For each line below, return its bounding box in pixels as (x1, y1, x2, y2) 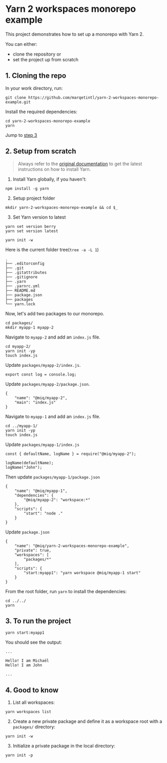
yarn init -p (5, 753, 33, 758)
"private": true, (14, 547, 52, 553)
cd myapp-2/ (5, 344, 31, 349)
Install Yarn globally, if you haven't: (12, 176, 87, 182)
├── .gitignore (5, 274, 38, 279)
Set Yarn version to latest (12, 214, 66, 220)
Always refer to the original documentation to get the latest (17, 161, 142, 167)
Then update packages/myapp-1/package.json (5, 474, 100, 480)
